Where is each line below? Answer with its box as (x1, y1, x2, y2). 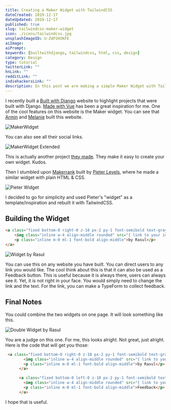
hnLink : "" (5, 70, 28, 75)
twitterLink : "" (5, 64, 40, 70)
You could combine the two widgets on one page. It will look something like (5, 311, 163, 317)
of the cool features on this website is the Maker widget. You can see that (5, 108, 160, 115)
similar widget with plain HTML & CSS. (5, 174, 85, 180)
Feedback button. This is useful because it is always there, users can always (5, 272, 166, 278)
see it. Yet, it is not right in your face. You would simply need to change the (5, 277, 162, 284)
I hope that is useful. (5, 399, 48, 405)
